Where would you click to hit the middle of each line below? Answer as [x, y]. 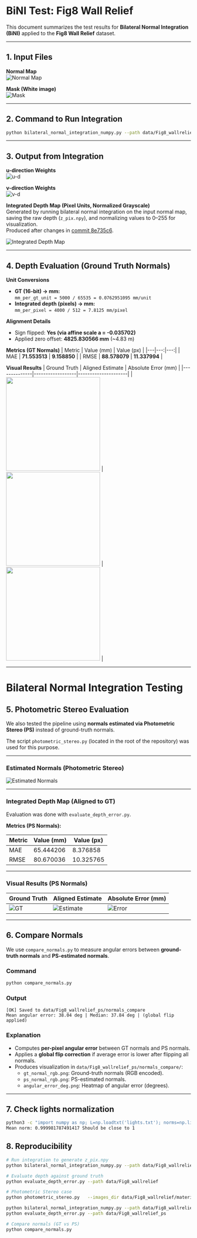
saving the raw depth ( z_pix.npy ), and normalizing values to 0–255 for [91, 218]
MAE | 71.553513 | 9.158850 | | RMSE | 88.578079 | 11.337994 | [84, 356]
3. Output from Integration [55, 156]
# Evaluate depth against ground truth [55, 1176]
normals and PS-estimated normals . [64, 955]
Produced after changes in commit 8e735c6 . [60, 230]
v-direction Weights [31, 188]
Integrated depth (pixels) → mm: [55, 304]
